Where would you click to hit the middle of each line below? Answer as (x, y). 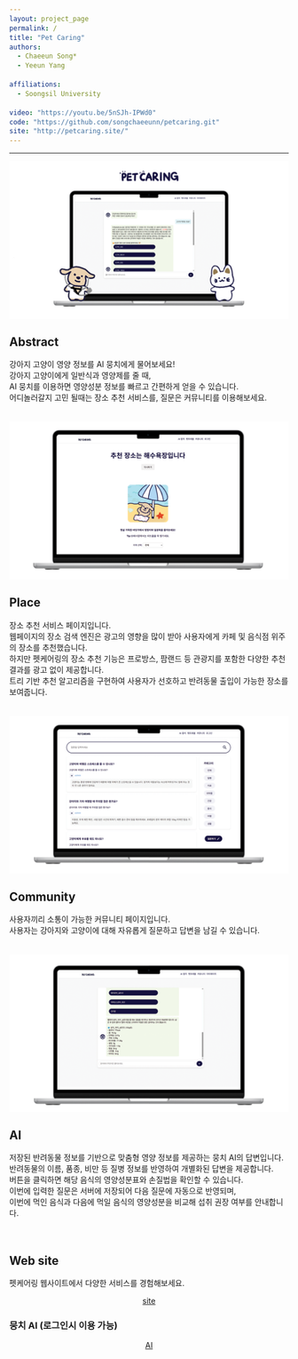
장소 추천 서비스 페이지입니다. (60, 625)
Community (43, 896)
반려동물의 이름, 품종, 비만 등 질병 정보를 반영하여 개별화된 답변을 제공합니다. (141, 1169)
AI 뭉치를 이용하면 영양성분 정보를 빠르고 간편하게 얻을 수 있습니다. (124, 387)
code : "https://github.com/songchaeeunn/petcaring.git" (114, 122)
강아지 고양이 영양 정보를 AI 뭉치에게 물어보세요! (92, 364)
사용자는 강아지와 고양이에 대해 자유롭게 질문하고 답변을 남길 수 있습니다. (134, 931)
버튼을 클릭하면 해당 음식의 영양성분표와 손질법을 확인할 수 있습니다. (126, 1180)
